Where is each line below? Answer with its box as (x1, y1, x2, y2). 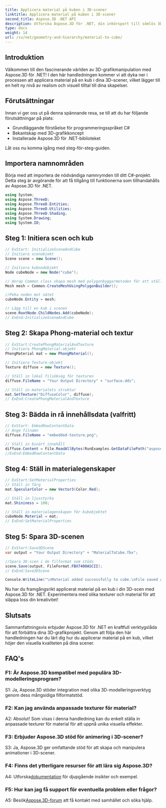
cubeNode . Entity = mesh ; (5, 297, 56, 302)
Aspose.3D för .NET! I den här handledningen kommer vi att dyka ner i (5, 71, 148, 77)
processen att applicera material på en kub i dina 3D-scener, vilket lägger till (5, 77, 161, 83)
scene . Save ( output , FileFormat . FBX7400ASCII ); (5, 563, 103, 568)
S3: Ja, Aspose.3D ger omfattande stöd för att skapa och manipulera (5, 745, 145, 750)
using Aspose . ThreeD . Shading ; (5, 211, 68, 216)
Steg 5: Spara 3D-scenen (5, 532, 84, 541)
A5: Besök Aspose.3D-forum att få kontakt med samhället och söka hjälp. (5, 797, 153, 803)
